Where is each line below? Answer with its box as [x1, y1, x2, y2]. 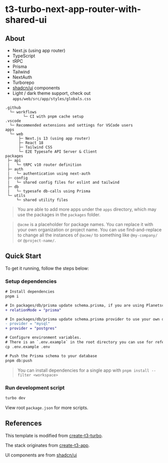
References [5, 419, 42, 428]
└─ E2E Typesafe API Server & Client [18, 149, 97, 154]
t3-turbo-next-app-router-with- [5, 4, 141, 15]
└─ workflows [9, 109, 37, 114]
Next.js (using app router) [12, 48, 66, 53]
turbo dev [5, 395, 26, 400]
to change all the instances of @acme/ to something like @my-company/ [17, 232, 158, 238]
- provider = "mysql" [5, 321, 50, 326]
